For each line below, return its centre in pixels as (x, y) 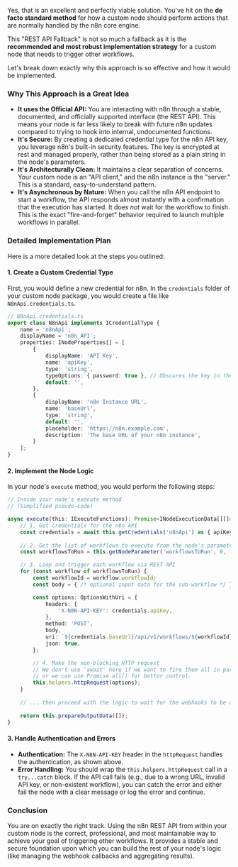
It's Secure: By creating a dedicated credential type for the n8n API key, (123, 139)
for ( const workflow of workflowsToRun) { (84, 571)
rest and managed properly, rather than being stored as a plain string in (121, 155)
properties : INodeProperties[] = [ (73, 343)
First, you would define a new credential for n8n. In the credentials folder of (119, 288)
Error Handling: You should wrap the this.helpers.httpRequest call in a (123, 769)
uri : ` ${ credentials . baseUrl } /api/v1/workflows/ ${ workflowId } (139, 637)
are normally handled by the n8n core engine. (74, 25)
